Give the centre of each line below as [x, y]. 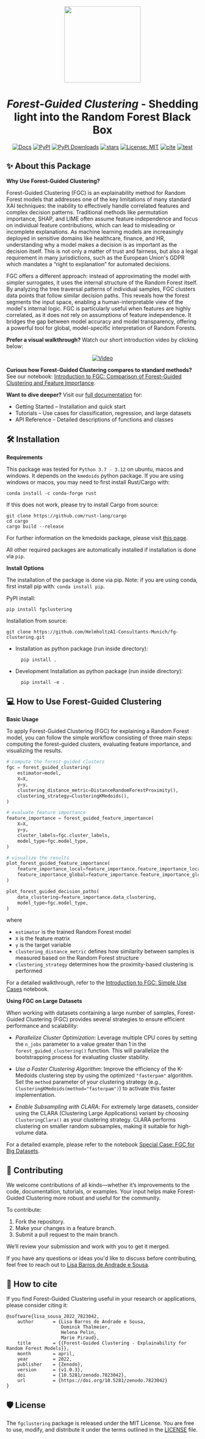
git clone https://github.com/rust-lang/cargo [67, 515]
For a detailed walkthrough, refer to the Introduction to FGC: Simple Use [97, 983]
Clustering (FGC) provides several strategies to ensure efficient [105, 1019]
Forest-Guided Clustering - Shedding [103, 104]
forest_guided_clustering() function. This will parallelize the [92, 1051]
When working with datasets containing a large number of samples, [91, 1013]
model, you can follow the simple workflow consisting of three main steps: [100, 738]
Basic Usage [22, 719]
